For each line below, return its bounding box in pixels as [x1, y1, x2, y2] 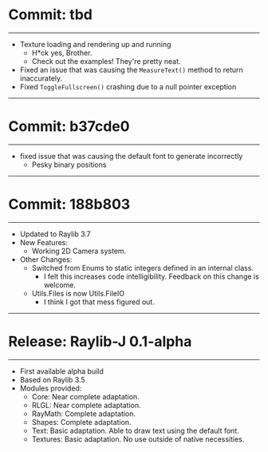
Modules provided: [19, 383, 82, 393]
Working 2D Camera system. [31, 246, 127, 256]
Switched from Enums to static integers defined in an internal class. [31, 263, 254, 272]
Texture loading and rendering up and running [19, 39, 171, 49]
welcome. [43, 280, 76, 289]
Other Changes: [19, 254, 73, 264]
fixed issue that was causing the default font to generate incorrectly [19, 151, 243, 161]
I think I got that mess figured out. [43, 297, 156, 307]
